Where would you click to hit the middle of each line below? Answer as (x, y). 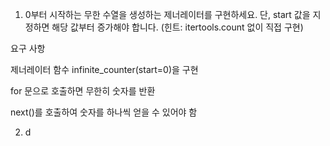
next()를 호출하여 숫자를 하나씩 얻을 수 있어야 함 (104, 112)
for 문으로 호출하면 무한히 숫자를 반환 (83, 91)
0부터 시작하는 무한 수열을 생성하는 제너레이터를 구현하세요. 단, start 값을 (167, 14)
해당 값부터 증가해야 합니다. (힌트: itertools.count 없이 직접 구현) (177, 27)
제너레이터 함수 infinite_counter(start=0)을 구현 (104, 69)
